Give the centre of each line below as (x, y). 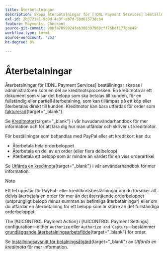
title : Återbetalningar (30, 10)
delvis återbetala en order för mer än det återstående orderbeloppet (75, 196)
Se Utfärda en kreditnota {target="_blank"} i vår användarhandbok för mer (81, 166)
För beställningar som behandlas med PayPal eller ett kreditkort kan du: (78, 136)
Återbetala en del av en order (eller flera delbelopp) (65, 151)
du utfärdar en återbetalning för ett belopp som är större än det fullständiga (82, 206)
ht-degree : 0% (20, 42)
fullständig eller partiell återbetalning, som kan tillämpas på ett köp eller (78, 101)
